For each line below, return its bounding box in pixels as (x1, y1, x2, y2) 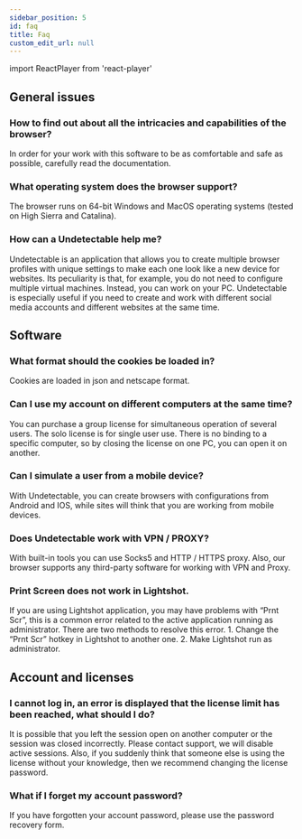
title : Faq (9, 30, 50, 39)
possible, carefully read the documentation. (9, 157, 171, 168)
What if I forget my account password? (9, 789, 183, 802)
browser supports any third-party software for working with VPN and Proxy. (9, 562, 291, 573)
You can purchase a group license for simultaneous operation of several (9, 418, 278, 429)
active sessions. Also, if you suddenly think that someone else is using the (9, 748, 286, 759)
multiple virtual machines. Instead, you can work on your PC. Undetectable (9, 282, 288, 294)
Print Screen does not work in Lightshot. (9, 584, 189, 597)
